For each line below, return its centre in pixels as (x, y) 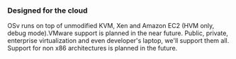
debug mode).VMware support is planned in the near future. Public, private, (118, 33)
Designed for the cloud (47, 11)
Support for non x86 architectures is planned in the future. (92, 48)
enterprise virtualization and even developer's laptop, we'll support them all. (118, 41)
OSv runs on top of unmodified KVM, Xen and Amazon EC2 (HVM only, (111, 26)
